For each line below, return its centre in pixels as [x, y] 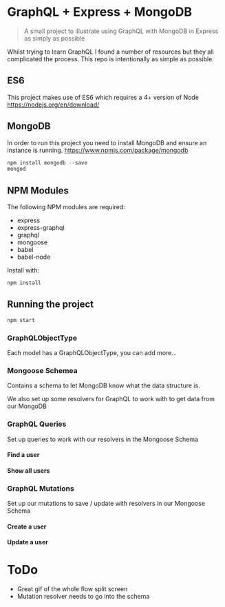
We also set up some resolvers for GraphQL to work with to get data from [111, 399]
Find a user [23, 455]
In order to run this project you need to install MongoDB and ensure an [107, 142]
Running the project [51, 305]
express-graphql [41, 228]
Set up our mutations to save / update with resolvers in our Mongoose [106, 504]
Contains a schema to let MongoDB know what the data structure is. [104, 385]
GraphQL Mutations [41, 488]
